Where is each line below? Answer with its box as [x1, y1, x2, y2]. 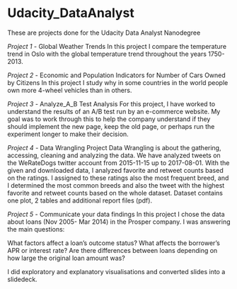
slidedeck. [7, 275, 37, 283]
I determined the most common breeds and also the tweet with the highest [7, 181, 225, 189]
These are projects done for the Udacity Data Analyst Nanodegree [7, 28, 201, 37]
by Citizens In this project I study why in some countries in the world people [7, 78, 229, 86]
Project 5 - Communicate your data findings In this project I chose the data [7, 210, 225, 218]
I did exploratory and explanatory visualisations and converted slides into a [7, 267, 226, 276]
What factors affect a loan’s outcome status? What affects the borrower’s [7, 239, 221, 247]
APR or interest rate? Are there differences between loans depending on [7, 246, 218, 254]
